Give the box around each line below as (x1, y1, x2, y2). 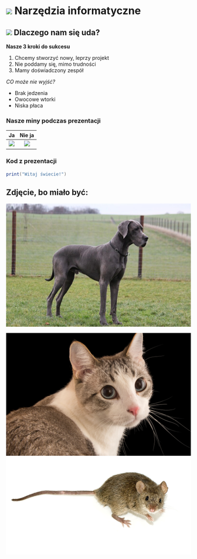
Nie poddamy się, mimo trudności (14, 60, 96, 67)
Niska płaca (14, 102, 43, 109)
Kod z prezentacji (6, 157, 57, 165)
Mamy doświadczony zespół (14, 67, 84, 74)
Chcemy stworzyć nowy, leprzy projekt (14, 55, 110, 61)
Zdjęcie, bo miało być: (6, 188, 89, 198)
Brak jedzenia (14, 90, 48, 96)
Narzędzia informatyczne (14, 4, 141, 18)
